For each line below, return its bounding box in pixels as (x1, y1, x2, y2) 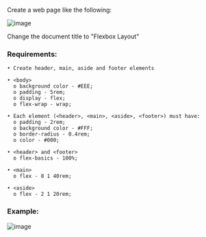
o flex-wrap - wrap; (13, 101, 72, 108)
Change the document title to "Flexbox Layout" (7, 32, 140, 40)
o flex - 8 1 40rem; (13, 173, 72, 180)
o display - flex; (13, 95, 66, 102)
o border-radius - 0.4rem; (13, 131, 90, 138)
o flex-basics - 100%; (13, 155, 78, 162)
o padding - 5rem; (13, 89, 66, 96)
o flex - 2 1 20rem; (13, 191, 72, 198)
